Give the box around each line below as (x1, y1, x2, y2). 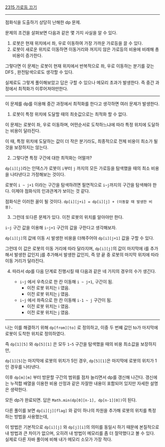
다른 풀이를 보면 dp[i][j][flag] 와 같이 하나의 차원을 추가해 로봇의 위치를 (5, 408, 147, 413)
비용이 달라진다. (10, 128, 41, 134)
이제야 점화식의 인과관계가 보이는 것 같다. (11, 188, 90, 194)
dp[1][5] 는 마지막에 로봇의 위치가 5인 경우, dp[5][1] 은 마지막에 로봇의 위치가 (5, 358, 154, 363)
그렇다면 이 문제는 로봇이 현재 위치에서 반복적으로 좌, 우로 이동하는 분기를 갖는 (5, 63, 155, 69)
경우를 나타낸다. (10, 364, 41, 370)
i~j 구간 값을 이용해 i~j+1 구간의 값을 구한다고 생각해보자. (5, 225, 117, 230)
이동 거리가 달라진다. (5, 258, 45, 264)
